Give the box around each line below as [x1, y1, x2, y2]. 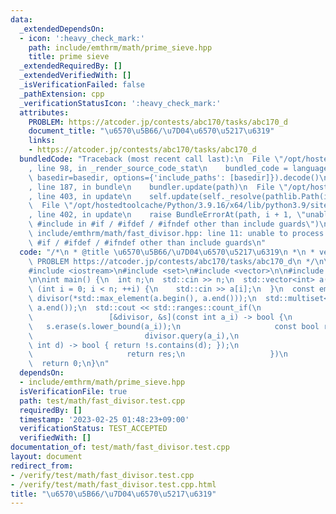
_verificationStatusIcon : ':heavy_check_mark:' [19, 98, 222, 108]
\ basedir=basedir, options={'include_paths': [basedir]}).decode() [28, 172, 320, 183]
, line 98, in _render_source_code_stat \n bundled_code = [28, 163, 288, 173]
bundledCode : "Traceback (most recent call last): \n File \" [19, 154, 284, 164]
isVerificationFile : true [19, 386, 128, 396]
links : [28, 136, 56, 146]
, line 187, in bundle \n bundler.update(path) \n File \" [28, 182, 288, 192]
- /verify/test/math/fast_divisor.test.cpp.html [10, 479, 217, 490]
